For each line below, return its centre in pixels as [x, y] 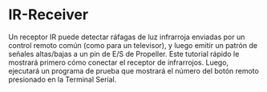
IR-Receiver [49, 15]
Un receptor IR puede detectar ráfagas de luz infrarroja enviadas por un [127, 37]
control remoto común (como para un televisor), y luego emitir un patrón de [133, 45]
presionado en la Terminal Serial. [63, 79]
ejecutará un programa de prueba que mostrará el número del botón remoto [133, 70]
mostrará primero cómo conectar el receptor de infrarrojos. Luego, [119, 62]
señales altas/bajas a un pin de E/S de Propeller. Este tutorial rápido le [124, 54]
